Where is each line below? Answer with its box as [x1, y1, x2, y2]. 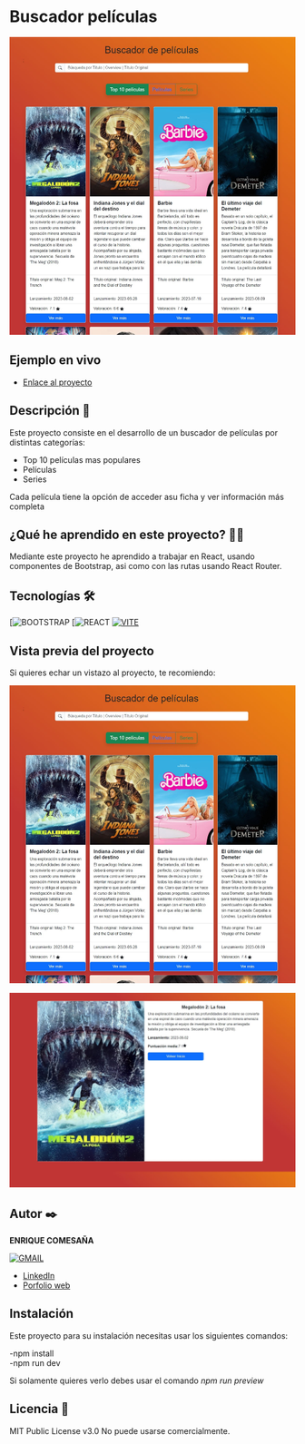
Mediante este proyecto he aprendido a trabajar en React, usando [9, 551, 256, 562]
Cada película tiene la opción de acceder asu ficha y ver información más [9, 491, 284, 502]
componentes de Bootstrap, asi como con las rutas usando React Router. [9, 561, 282, 572]
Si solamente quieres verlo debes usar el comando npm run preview [9, 1375, 264, 1386]
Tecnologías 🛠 [9, 588, 95, 604]
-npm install [9, 1348, 54, 1359]
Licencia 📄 [9, 1401, 70, 1417]
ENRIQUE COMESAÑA [9, 1234, 94, 1245]
